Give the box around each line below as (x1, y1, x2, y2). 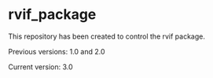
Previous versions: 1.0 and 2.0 (8, 46, 105, 56)
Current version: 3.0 (8, 61, 73, 72)
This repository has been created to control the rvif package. (8, 32, 206, 41)
